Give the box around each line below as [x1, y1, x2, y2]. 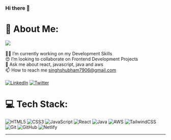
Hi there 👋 [5, 5, 31, 12]
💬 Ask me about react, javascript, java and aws [5, 61, 103, 67]
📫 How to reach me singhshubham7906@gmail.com [5, 67, 117, 73]
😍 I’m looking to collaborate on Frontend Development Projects [5, 56, 138, 62]
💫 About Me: [5, 23, 59, 35]
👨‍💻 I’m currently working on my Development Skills [5, 50, 112, 56]
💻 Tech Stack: [5, 98, 68, 110]
